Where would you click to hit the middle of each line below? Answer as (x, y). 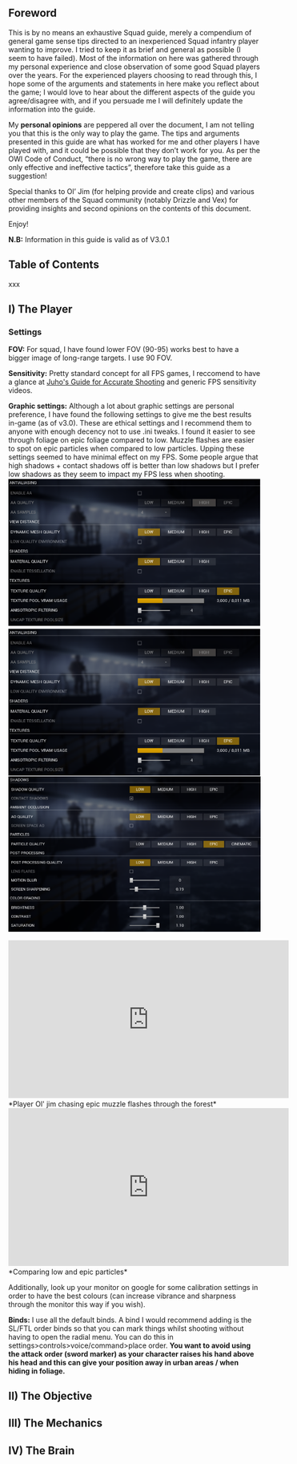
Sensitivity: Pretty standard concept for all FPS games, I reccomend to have (134, 374)
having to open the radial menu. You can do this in (91, 1337)
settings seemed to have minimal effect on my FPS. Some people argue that (133, 457)
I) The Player (40, 309)
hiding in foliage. (37, 1371)
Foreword (33, 13)
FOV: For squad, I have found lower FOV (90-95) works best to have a (124, 350)
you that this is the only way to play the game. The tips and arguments (124, 133)
